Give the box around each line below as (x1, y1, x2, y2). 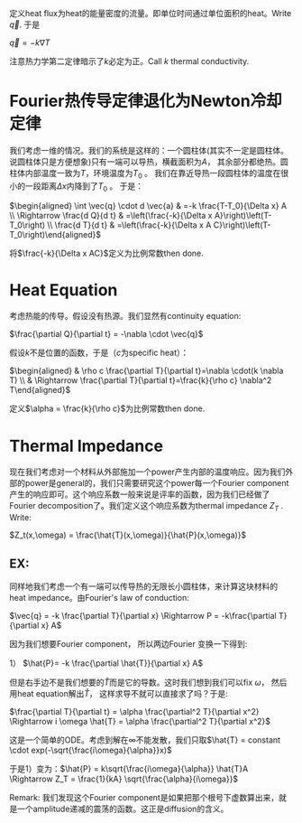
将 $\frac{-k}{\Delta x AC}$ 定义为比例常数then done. (9, 248, 205, 258)
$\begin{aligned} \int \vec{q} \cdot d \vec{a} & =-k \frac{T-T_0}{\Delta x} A (9, 200, 287, 210)
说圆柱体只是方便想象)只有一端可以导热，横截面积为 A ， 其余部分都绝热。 (9, 156, 281, 167)
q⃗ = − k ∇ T (9, 37, 50, 48)
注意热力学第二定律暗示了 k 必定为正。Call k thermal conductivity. (9, 56, 250, 66)
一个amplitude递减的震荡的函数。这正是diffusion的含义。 (16, 803, 229, 815)
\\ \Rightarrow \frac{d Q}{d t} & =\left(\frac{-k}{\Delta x (9, 210, 214, 220)
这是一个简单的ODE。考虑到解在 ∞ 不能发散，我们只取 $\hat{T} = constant (9, 734, 281, 745)
